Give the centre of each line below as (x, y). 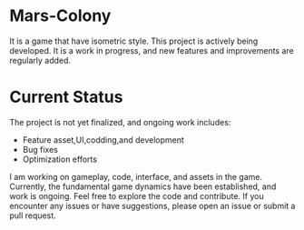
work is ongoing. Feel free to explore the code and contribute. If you (137, 195)
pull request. (33, 215)
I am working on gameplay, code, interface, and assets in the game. (136, 176)
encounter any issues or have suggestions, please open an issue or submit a (152, 205)
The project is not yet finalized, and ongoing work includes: (120, 122)
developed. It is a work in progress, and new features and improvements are (152, 50)
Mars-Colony (60, 16)
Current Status (66, 97)
